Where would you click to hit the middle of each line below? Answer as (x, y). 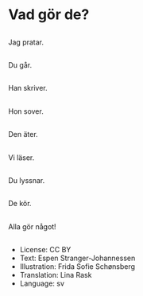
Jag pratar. (26, 42)
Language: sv (42, 283)
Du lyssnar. (27, 180)
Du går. (20, 64)
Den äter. (23, 134)
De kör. (20, 204)
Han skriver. (28, 88)
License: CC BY (45, 250)
